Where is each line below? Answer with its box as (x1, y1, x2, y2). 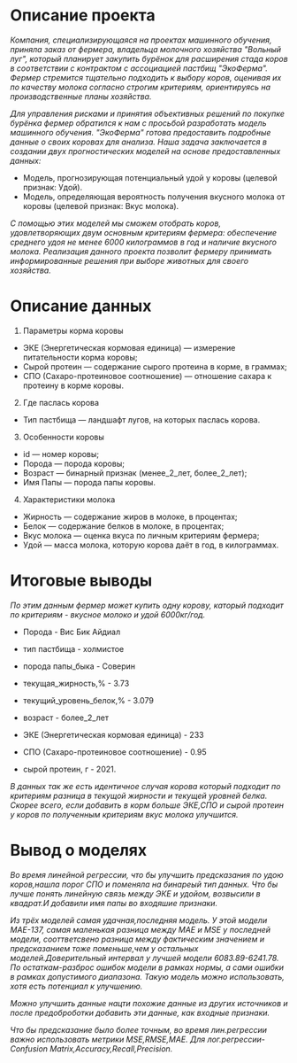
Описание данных (10, 296, 152, 316)
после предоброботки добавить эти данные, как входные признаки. (10, 1007, 270, 1018)
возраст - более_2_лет (22, 712, 110, 723)
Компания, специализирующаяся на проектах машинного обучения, (10, 35, 272, 45)
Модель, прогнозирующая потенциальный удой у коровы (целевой (22, 172, 278, 182)
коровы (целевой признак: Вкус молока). (22, 200, 179, 211)
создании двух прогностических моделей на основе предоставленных (10, 145, 281, 156)
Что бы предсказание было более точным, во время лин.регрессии (10, 1024, 268, 1035)
